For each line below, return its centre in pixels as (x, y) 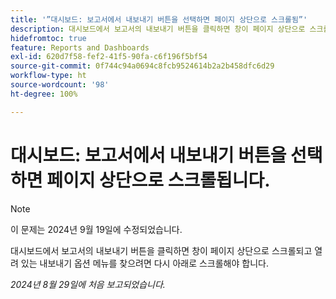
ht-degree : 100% (44, 94)
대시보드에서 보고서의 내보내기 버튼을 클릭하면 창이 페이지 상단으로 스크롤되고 (161, 250)
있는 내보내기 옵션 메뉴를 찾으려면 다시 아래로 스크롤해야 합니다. (144, 263)
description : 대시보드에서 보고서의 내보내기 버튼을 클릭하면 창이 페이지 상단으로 (158, 29)
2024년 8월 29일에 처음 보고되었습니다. (88, 284)
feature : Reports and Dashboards (80, 47)
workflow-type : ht (48, 76)
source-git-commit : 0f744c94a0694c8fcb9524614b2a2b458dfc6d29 (142, 66)
